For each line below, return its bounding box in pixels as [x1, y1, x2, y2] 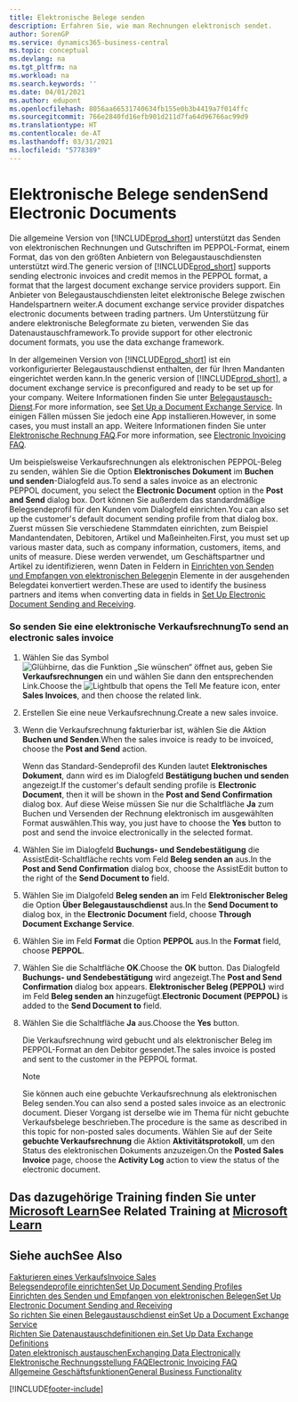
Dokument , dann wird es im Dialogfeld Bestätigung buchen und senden [21, 770, 289, 781]
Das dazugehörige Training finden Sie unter [9, 1190, 256, 1205]
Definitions [9, 1338, 49, 1349]
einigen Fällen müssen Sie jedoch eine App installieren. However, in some [9, 411, 277, 422]
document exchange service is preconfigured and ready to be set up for [9, 382, 274, 393]
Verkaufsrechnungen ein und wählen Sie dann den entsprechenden [21, 670, 274, 682]
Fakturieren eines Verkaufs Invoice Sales [9, 1272, 157, 1283]
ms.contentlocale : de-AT [9, 129, 101, 138]
